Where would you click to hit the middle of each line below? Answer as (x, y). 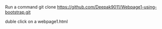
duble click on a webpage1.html (36, 22)
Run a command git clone (31, 7)
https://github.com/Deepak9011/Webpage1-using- (107, 7)
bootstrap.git (18, 12)
